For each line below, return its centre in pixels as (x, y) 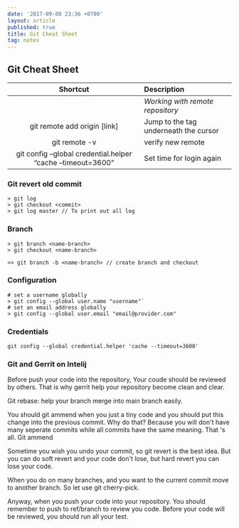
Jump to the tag (170, 122)
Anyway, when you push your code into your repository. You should (106, 502)
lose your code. (30, 466)
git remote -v (74, 142)
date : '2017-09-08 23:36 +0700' (55, 14)
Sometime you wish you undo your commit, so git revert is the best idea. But (119, 451)
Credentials (28, 332)
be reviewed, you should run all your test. (68, 517)
